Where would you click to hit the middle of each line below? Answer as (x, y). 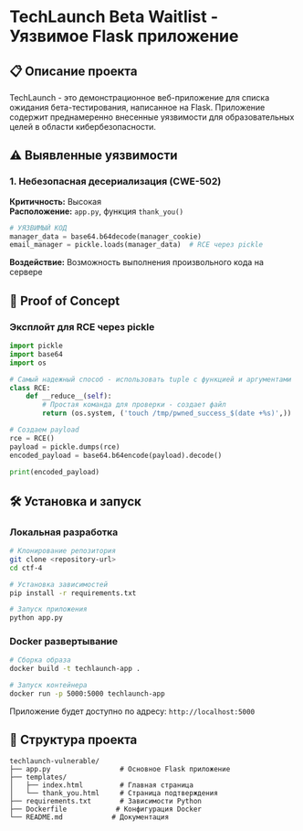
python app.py (37, 618)
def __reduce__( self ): (69, 396)
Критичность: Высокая (56, 201)
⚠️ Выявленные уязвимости (94, 156)
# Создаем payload (44, 430)
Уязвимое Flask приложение (124, 36)
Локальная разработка (64, 532)
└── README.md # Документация (89, 817)
